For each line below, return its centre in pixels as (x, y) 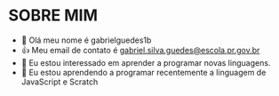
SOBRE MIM (53, 16)
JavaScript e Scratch (60, 82)
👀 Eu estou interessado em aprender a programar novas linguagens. (146, 62)
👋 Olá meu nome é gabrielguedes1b (86, 40)
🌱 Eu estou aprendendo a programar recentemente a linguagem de (143, 72)
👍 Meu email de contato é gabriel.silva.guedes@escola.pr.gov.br (140, 50)
